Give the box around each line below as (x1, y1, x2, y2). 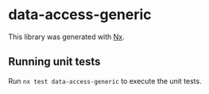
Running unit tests (8, 55, 101, 69)
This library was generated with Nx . (8, 32, 125, 41)
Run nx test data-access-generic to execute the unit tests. (8, 76, 202, 85)
